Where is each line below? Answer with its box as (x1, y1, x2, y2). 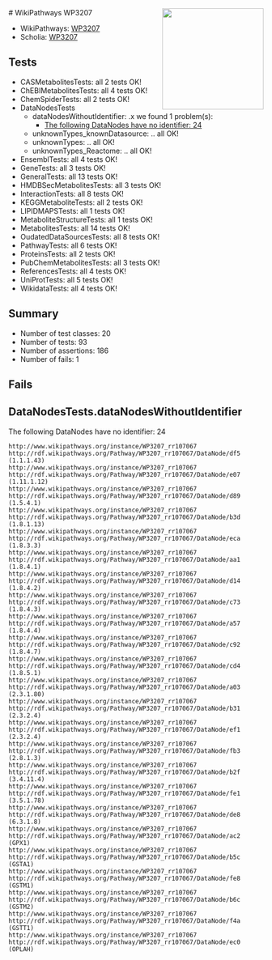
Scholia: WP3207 (19, 32, 79, 41)
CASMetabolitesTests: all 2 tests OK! (19, 77, 142, 87)
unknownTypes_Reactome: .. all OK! (32, 146, 152, 155)
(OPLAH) (8, 945, 35, 954)
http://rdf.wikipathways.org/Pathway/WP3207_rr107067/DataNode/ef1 (8, 725, 241, 733)
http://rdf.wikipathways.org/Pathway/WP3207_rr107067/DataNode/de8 (8, 810, 241, 818)
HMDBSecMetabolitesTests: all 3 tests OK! (19, 180, 162, 189)
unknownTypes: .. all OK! (32, 137, 115, 147)
